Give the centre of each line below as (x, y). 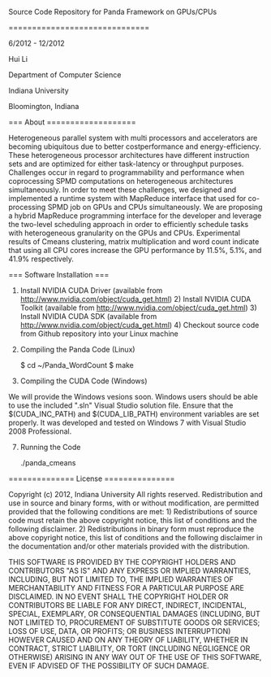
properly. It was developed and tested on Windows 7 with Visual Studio (127, 423)
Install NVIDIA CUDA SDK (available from (88, 316)
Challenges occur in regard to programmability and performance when (127, 173)
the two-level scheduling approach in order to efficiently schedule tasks (129, 224)
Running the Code (50, 447)
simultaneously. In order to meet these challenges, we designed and (123, 190)
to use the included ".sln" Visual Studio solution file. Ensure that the (121, 405)
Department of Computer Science (65, 75)
